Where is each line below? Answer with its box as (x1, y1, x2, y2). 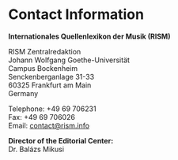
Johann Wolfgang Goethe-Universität (8, 55, 131, 65)
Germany (8, 88, 39, 98)
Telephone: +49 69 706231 (8, 104, 97, 113)
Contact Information (8, 6, 145, 24)
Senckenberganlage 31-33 (8, 72, 95, 81)
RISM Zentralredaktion (8, 47, 81, 56)
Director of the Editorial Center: (8, 136, 114, 145)
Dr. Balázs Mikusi (8, 144, 65, 154)
